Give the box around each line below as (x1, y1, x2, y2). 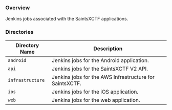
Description (93, 45, 123, 52)
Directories (5, 29, 34, 36)
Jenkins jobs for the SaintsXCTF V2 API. (52, 65, 148, 72)
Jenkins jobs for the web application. (52, 96, 140, 103)
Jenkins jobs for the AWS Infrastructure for (52, 73, 155, 80)
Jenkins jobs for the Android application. (52, 57, 149, 64)
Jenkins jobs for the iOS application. (52, 88, 139, 95)
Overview (5, 4, 30, 11)
